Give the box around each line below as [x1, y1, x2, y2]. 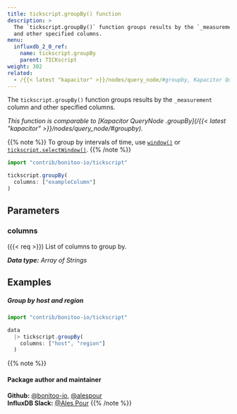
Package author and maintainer [7, 375, 102, 384]
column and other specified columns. [7, 103, 116, 112]
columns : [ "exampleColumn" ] [13, 178, 97, 186]
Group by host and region [7, 296, 84, 304]
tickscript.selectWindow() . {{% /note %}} [7, 146, 132, 154]
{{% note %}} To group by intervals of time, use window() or [7, 138, 181, 146]
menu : [7, 37, 23, 44]
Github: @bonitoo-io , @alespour [7, 391, 102, 400]
